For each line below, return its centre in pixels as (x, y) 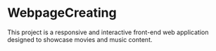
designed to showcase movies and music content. (80, 39)
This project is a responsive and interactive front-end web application (108, 32)
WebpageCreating (62, 13)
